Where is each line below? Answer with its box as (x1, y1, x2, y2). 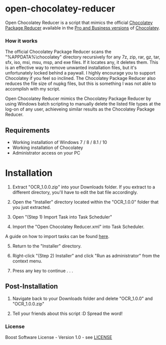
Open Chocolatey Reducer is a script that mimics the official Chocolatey (5, 19, 153, 25)
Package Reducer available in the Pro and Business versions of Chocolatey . (5, 24, 161, 30)
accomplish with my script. (5, 86, 61, 92)
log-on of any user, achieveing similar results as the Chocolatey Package (5, 106, 155, 112)
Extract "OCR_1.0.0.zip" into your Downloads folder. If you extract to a (12, 183, 156, 190)
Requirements (5, 126, 50, 134)
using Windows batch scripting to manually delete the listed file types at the (5, 101, 161, 107)
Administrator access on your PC (12, 150, 81, 156)
